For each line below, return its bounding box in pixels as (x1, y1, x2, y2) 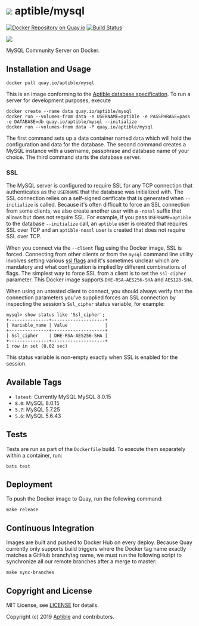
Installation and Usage (6, 64, 91, 74)
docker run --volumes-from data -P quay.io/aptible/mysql (6, 124, 153, 130)
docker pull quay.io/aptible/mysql (6, 79, 95, 86)
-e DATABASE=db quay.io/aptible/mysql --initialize (6, 118, 137, 125)
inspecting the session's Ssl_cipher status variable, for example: (6, 300, 165, 308)
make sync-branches (6, 569, 55, 576)
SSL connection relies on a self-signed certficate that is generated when (6, 195, 184, 202)
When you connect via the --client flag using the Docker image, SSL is (6, 244, 182, 251)
